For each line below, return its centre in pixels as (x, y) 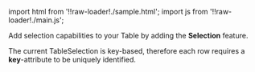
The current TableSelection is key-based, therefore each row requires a (127, 51)
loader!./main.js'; (36, 20)
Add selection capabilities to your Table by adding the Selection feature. (128, 36)
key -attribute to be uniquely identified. (72, 60)
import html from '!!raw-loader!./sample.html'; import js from (108, 12)
